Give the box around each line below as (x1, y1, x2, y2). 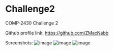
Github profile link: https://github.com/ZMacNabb (5, 30, 109, 36)
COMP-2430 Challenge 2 (5, 20, 59, 26)
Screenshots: (5, 39, 33, 46)
